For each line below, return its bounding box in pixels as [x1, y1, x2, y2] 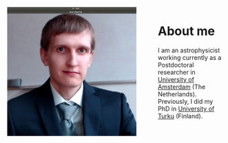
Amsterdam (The [158, 82, 206, 91]
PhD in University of [158, 104, 215, 113]
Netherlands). [158, 89, 197, 98]
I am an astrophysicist [158, 46, 220, 54]
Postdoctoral [158, 60, 194, 69]
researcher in [158, 68, 196, 76]
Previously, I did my [158, 97, 214, 105]
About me [158, 23, 216, 39]
